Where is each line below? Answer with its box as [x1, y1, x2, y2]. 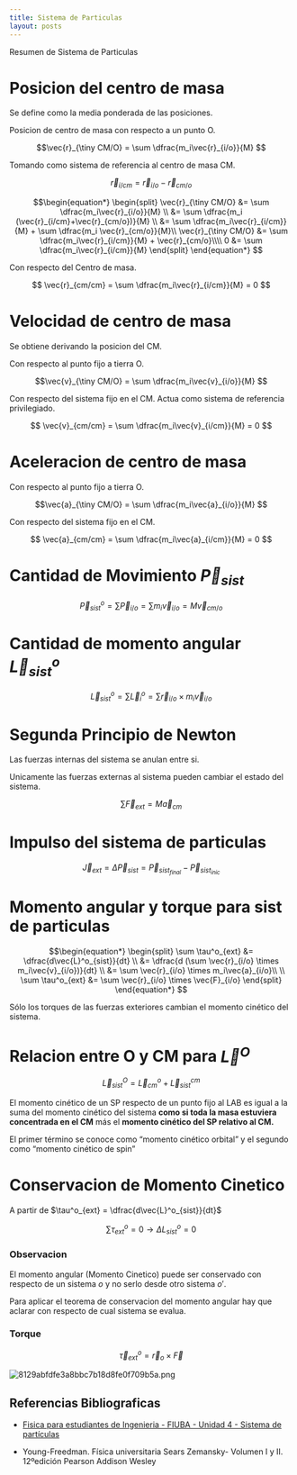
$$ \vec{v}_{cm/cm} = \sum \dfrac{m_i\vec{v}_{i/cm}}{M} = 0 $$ [30, 421, 273, 431]
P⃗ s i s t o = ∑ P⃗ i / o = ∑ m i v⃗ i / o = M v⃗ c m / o [79, 598, 223, 613]
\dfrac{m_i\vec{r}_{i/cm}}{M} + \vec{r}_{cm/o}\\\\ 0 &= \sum [40, 235, 263, 246]
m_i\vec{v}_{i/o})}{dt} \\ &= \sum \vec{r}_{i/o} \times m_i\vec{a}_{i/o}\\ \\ [17, 965, 285, 976]
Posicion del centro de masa [9, 77, 225, 98]
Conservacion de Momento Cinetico [9, 1175, 285, 1196]
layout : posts [9, 22, 63, 31]
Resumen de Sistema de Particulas [9, 46, 139, 57]
